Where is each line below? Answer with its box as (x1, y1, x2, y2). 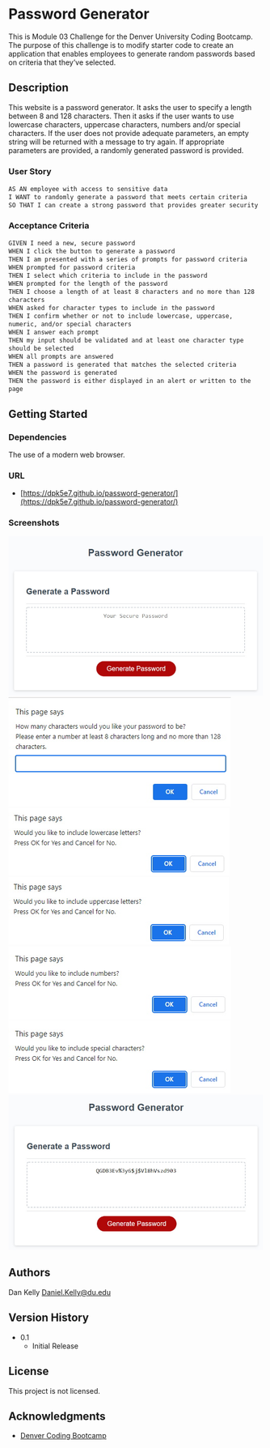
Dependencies (8, 431, 67, 442)
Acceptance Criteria (8, 219, 90, 231)
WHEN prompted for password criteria (8, 264, 136, 272)
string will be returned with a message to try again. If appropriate (8, 137, 225, 147)
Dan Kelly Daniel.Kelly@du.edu (8, 1287, 112, 1297)
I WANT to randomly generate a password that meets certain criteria (8, 194, 248, 202)
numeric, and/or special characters (8, 321, 132, 329)
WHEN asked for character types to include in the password (8, 305, 216, 313)
